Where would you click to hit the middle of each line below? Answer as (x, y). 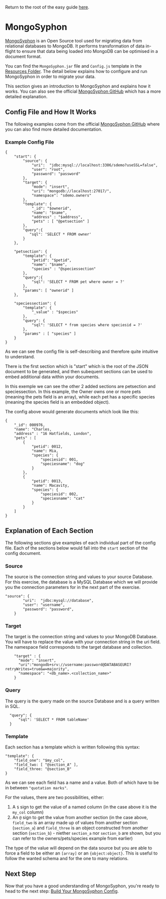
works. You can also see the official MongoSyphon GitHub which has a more (83, 91)
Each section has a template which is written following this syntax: (72, 747)
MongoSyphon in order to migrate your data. (50, 77)
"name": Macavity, (50, 486)
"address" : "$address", (57, 217)
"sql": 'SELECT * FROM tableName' (54, 720)
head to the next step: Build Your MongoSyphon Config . (62, 891)
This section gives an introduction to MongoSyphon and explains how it (78, 86)
